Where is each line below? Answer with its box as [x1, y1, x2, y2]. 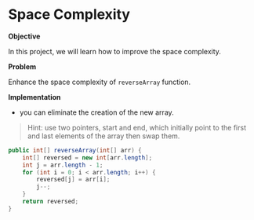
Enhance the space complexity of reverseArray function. [8, 77, 191, 86]
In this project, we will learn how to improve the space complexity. [8, 46, 222, 56]
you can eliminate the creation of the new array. [19, 108, 174, 117]
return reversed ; [22, 198, 79, 206]
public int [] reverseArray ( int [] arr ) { [8, 146, 143, 154]
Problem [8, 61, 37, 71]
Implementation [8, 92, 61, 101]
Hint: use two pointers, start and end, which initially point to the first [27, 123, 247, 132]
